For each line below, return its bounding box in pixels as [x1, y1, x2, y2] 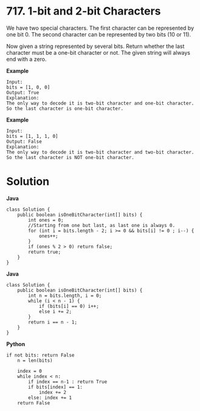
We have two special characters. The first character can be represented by [6, 24, 195, 32]
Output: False [6, 138, 43, 144]
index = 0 [17, 368, 43, 374]
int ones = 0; [28, 217, 64, 223]
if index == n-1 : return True [28, 378, 108, 385]
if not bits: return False [6, 352, 75, 358]
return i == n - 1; [28, 319, 78, 325]
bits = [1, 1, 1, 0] [6, 133, 59, 139]
